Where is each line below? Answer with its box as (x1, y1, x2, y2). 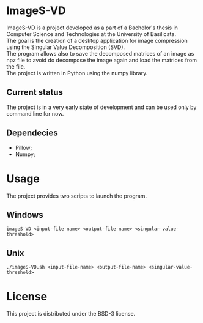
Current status (6, 87, 63, 98)
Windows (6, 209, 43, 220)
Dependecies (6, 128, 58, 138)
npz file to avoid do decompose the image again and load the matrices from (6, 56, 197, 64)
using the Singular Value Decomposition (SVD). (6, 43, 125, 51)
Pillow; (15, 144, 32, 151)
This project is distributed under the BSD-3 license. (6, 310, 136, 317)
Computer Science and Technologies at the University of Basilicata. (6, 30, 176, 37)
